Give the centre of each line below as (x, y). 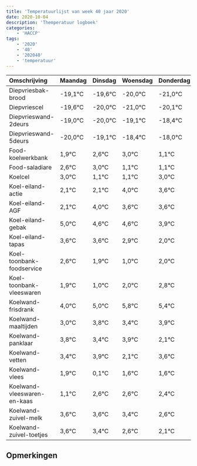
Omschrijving (28, 80)
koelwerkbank (28, 158)
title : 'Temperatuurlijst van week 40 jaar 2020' (68, 11)
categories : (21, 28)
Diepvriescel (26, 107)
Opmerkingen (32, 455)
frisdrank (21, 309)
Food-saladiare (30, 167)
